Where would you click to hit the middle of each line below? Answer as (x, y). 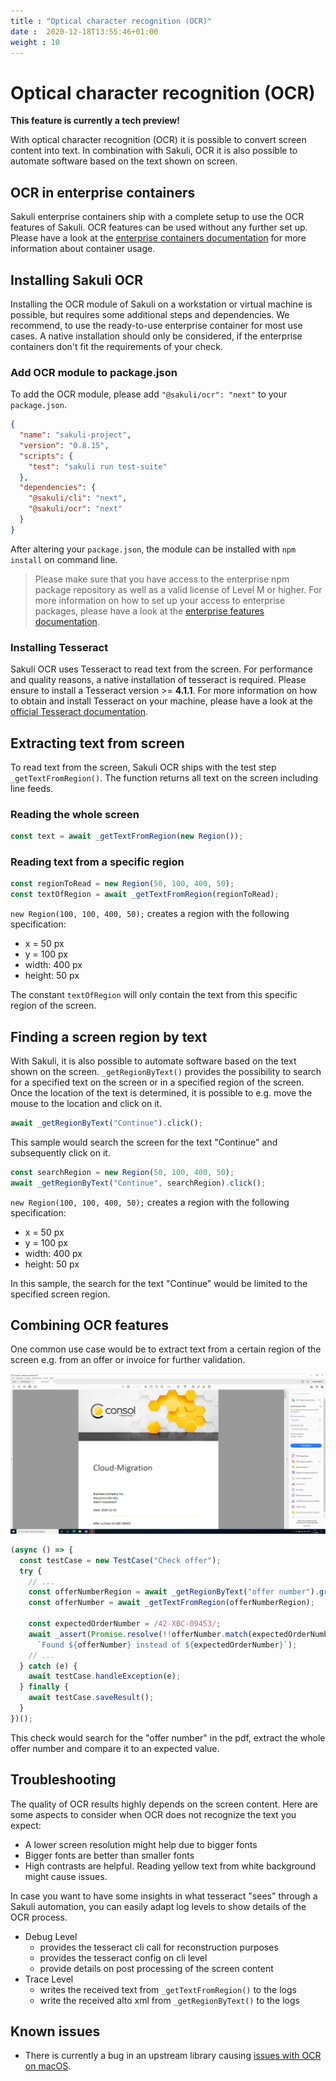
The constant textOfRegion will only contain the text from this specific (154, 995)
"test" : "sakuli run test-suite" (98, 466)
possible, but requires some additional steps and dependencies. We (150, 314)
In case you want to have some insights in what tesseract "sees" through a (164, 1896)
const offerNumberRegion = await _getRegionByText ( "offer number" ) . (174, 1592)
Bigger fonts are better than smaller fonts (109, 1855)
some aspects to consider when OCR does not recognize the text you (153, 1814)
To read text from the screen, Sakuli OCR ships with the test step (143, 767)
